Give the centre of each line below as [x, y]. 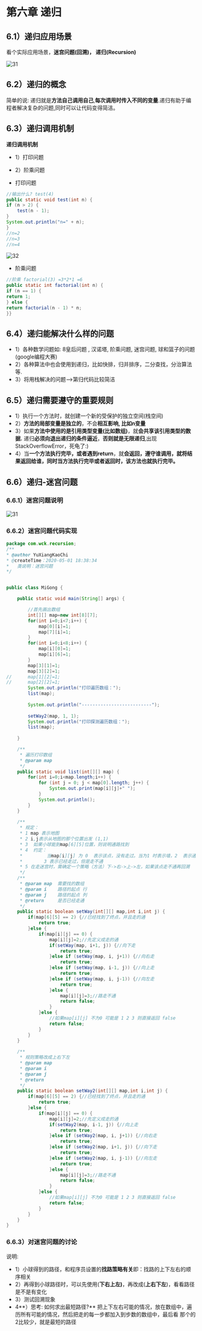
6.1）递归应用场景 [39, 36]
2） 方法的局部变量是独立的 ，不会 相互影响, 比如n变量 [80, 424]
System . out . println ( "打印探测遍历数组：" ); [79, 722]
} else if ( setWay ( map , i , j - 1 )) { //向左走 [102, 979]
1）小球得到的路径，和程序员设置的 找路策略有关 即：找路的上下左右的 [100, 1269]
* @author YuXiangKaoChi [37, 555]
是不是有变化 [31, 1292]
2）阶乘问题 [30, 170]
